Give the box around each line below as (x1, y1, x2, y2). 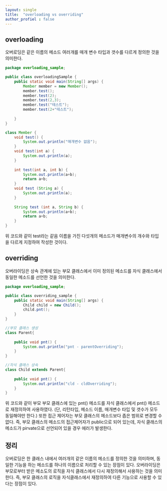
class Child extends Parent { (5, 367, 66, 372)
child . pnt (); (23, 307, 50, 312)
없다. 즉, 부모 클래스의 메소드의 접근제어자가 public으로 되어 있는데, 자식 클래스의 (5, 419, 163, 425)
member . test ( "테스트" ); (23, 102, 69, 108)
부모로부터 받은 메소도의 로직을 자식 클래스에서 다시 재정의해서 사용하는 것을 (5, 468, 153, 474)
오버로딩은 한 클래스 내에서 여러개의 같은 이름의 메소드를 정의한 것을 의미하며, (5, 455, 156, 461)
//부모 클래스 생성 (5, 326, 38, 331)
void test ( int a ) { (14, 149, 55, 154)
